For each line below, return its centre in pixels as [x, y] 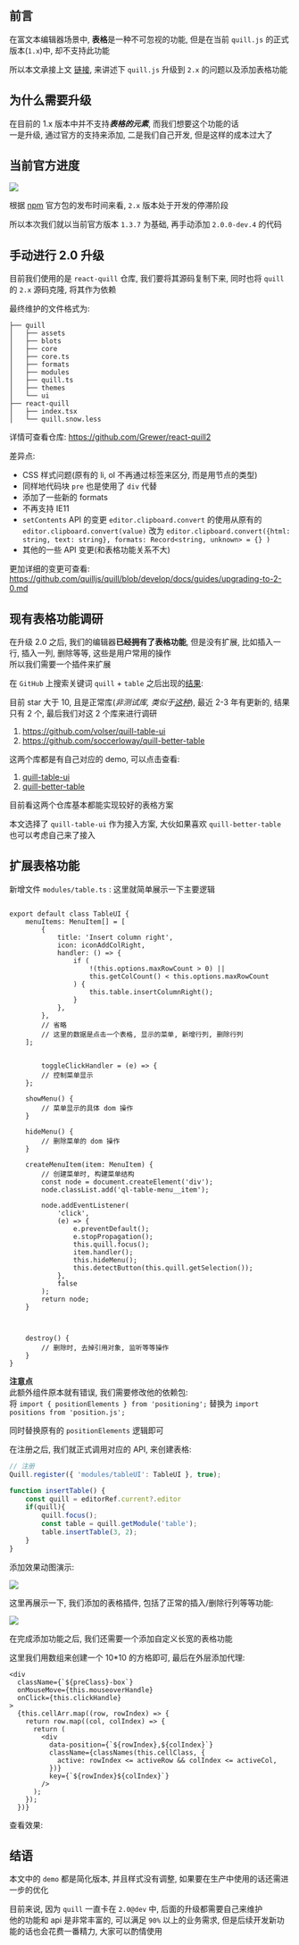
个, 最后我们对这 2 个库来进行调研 [96, 714]
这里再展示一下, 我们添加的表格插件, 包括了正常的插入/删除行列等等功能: [141, 1603]
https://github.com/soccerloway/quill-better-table [113, 741]
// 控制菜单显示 [67, 1075]
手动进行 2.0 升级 [57, 255]
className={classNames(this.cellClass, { [127, 1752]
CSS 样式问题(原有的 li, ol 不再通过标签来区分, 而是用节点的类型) [140, 475]
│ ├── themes [37, 388]
